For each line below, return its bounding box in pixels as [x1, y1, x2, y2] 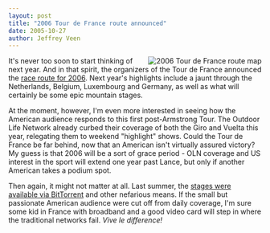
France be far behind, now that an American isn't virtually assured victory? [8, 140, 256, 149]
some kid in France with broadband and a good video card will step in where [8, 206, 262, 217]
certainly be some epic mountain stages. [8, 90, 143, 100]
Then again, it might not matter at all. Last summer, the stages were [8, 182, 231, 191]
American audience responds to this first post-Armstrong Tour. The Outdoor [8, 114, 260, 125]
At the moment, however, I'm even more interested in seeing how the [8, 106, 236, 116]
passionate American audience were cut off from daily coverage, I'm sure [8, 198, 252, 208]
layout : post [8, 11, 52, 20]
